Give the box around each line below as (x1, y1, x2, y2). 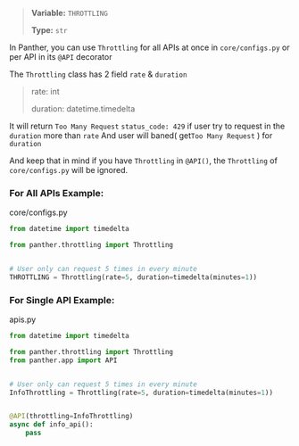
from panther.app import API (9, 356, 118, 365)
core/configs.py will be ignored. (9, 165, 129, 175)
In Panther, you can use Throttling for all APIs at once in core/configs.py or (9, 42, 290, 53)
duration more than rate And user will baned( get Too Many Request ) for (9, 130, 273, 141)
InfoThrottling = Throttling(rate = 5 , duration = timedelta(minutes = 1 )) (9, 388, 274, 397)
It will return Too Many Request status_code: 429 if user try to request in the (9, 120, 286, 131)
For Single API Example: (9, 293, 115, 306)
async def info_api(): (9, 420, 94, 429)
